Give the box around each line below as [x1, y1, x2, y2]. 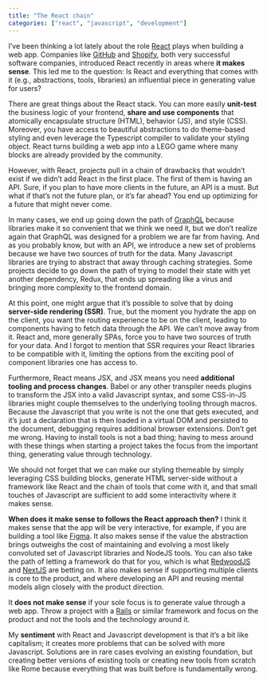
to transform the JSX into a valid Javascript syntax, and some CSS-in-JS [8, 390, 247, 399]
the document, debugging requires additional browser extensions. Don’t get [8, 424, 257, 434]
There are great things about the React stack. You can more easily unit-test [8, 99, 257, 109]
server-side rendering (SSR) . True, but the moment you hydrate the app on [8, 307, 257, 316]
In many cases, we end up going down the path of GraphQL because [8, 215, 234, 224]
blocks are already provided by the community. [8, 149, 163, 160]
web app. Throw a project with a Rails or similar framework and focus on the [8, 606, 259, 616]
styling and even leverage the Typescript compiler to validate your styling [8, 133, 249, 142]
